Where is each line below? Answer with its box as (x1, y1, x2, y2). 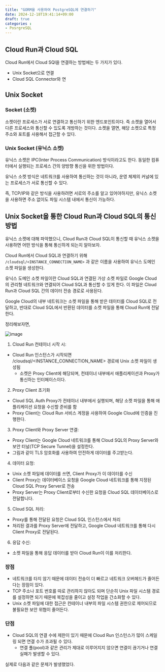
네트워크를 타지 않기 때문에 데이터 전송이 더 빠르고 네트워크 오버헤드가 (12, 575, 147, 582)
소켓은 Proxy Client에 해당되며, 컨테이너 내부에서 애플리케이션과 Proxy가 (19, 370, 160, 376)
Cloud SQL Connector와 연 (12, 76, 66, 82)
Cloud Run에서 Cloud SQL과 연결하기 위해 (5, 252, 88, 258)
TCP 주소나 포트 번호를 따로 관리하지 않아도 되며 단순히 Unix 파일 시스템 (12, 588, 151, 594)
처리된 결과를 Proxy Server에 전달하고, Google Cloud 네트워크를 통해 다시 (12, 522, 156, 528)
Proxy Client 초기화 (12, 387, 50, 393)
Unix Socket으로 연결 (12, 70, 54, 76)
